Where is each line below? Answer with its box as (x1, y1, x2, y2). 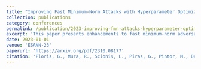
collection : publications (6, 14, 71, 20)
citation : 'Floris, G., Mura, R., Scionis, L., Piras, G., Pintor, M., (6, 53, 188, 59)
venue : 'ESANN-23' (6, 43, 52, 49)
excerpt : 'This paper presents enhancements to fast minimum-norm (6, 31, 175, 37)
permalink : (6, 25, 33, 32)
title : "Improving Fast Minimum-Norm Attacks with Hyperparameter (6, 8, 175, 15)
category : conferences (6, 20, 63, 26)
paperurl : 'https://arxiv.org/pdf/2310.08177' (6, 48, 124, 54)
